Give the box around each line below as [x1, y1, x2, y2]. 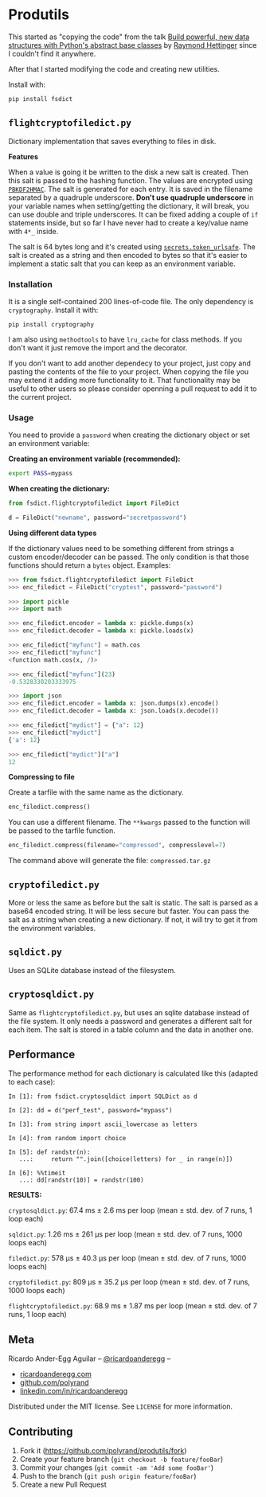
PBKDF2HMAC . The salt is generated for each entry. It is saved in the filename [8, 184, 253, 193]
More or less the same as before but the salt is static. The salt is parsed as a [8, 898, 259, 908]
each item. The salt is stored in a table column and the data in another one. [8, 1025, 254, 1034]
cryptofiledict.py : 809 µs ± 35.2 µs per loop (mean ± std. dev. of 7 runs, [8, 1277, 251, 1287]
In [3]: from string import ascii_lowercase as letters [8, 1120, 198, 1128]
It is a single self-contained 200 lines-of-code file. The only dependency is [8, 296, 254, 306]
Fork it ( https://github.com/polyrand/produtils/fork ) [19, 1446, 187, 1456]
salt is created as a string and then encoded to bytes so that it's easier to [8, 250, 248, 260]
